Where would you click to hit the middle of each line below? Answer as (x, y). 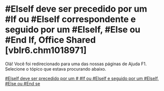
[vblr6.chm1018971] (46, 50)
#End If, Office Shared (51, 40)
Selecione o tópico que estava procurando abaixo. (56, 69)
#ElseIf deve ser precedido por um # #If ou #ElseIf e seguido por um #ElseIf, (82, 78)
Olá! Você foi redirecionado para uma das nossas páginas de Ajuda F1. (76, 64)
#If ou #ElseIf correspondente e (71, 19)
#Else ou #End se (23, 83)
